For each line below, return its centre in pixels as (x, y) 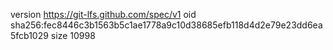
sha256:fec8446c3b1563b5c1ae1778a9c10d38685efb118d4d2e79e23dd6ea (166, 25)
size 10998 (73, 35)
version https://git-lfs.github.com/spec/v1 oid (103, 14)
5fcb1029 (29, 35)
